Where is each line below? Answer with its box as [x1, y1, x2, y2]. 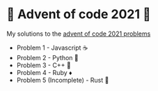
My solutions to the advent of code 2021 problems [6, 29, 151, 38]
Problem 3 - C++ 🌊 [16, 61, 71, 69]
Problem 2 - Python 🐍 [16, 53, 79, 62]
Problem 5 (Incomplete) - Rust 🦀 [16, 76, 109, 84]
